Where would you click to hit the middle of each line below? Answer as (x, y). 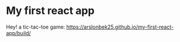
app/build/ (18, 33)
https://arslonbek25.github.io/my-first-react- (120, 27)
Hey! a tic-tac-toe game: (36, 27)
